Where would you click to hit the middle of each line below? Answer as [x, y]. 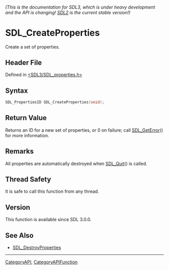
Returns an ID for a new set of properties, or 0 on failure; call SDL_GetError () [84, 130]
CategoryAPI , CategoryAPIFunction [41, 262]
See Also [19, 235]
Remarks [20, 151]
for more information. [27, 135]
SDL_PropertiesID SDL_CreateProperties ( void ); [55, 102]
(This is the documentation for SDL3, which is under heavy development [80, 7]
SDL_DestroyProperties [37, 248]
